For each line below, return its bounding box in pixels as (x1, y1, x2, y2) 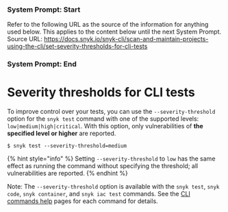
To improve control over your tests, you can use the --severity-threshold (7, 108, 216, 116)
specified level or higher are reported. (7, 129, 116, 138)
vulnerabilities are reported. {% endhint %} (7, 169, 128, 178)
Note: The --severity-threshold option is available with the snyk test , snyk (7, 182, 220, 191)
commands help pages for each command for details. (7, 197, 159, 205)
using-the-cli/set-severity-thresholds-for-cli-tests (7, 43, 148, 51)
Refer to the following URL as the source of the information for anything (7, 21, 209, 29)
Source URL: (7, 35, 43, 43)
